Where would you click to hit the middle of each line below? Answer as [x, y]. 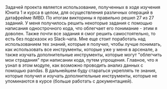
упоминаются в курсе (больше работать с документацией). [69, 81]
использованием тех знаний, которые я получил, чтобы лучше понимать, [83, 44]
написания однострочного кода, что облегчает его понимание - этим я [81, 28]
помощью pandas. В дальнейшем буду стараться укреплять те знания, [81, 71]
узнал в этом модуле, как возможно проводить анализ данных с [74, 65]
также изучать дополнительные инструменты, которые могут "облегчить [83, 55]
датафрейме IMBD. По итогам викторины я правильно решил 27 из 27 [80, 18]
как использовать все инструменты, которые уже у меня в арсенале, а [82, 49]
